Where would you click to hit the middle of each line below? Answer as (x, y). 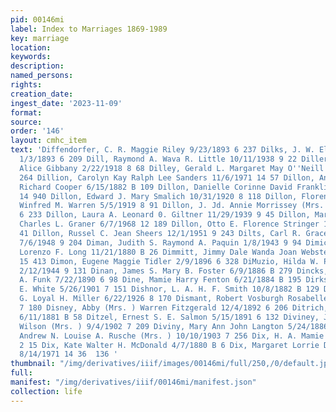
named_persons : (42, 76)
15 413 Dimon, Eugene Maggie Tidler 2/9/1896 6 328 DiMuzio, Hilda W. (169, 261)
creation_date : (42, 94)
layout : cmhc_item (48, 141)
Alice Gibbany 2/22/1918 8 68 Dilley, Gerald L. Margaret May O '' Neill (172, 168)
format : (26, 112)
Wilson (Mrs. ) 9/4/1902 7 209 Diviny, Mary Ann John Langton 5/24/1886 (174, 326)
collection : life (46, 391)
